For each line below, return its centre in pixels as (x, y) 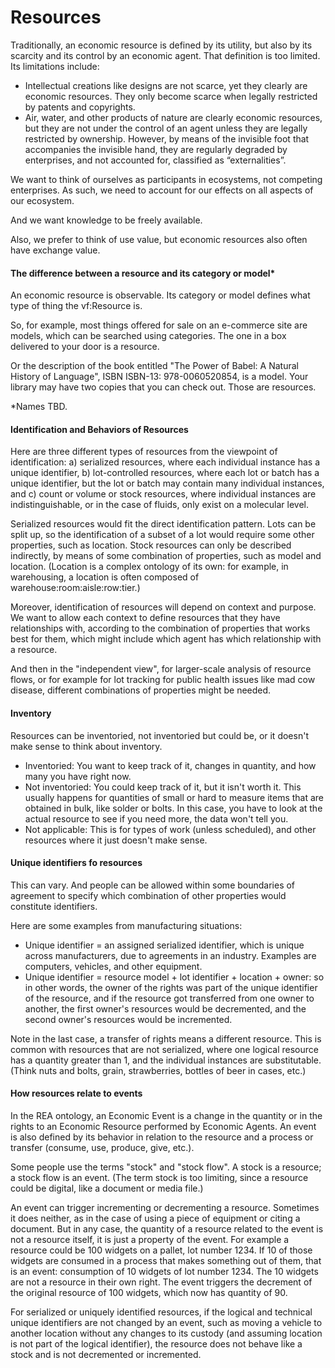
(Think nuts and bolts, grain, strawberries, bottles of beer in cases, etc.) (158, 1070)
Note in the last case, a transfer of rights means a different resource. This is (166, 1038)
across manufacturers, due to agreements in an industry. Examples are (170, 955)
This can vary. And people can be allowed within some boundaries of (153, 885)
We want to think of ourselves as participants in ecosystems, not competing (166, 179)
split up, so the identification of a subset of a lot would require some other (162, 535)
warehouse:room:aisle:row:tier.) (75, 588)
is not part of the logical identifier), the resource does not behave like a (156, 1343)
